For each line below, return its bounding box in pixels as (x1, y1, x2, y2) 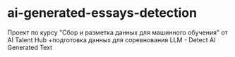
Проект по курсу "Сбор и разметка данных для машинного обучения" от (7, 28, 228, 37)
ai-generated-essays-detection (7, 5, 198, 21)
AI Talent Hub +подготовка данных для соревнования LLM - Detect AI (7, 35, 216, 44)
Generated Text (7, 43, 53, 51)
